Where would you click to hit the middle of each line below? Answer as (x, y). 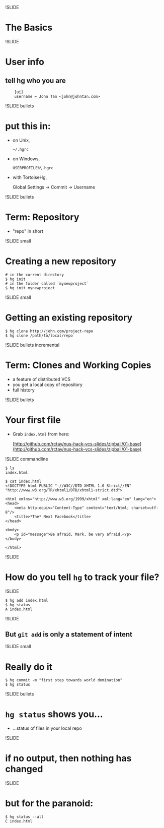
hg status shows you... (54, 714)
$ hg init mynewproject (30, 288)
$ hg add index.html (27, 600)
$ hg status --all (24, 817)
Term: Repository (42, 217)
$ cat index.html (23, 481)
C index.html (19, 821)
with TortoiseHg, (30, 177)
